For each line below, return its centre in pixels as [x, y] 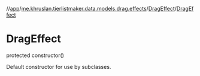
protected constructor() [35, 55]
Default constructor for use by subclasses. [59, 66]
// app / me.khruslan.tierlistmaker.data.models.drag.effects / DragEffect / [92, 9]
